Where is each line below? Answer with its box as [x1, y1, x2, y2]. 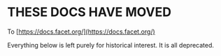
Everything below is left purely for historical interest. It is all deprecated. [7, 41, 215, 49]
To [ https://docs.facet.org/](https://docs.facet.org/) [7, 27, 155, 36]
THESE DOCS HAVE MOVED [7, 4, 171, 20]
